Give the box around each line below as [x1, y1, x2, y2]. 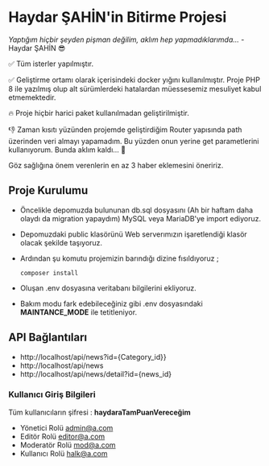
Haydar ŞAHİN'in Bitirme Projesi [8, 8, 227, 27]
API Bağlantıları [8, 331, 88, 344]
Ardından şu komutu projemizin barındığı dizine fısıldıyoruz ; [19, 254, 219, 263]
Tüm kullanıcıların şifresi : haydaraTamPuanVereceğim [8, 407, 191, 417]
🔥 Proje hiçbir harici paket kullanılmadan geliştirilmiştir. [8, 108, 189, 118]
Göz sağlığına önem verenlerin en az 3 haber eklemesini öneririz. [8, 160, 224, 170]
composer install [19, 269, 79, 277]
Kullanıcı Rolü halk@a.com [19, 448, 108, 458]
